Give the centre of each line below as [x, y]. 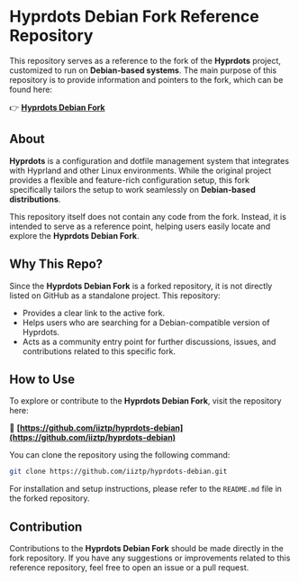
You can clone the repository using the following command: [120, 455]
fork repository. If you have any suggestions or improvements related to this [150, 558]
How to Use [42, 379]
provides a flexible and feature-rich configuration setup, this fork [130, 180]
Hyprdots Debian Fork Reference [134, 17]
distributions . [35, 199]
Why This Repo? [56, 264]
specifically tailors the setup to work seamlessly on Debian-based [132, 189]
